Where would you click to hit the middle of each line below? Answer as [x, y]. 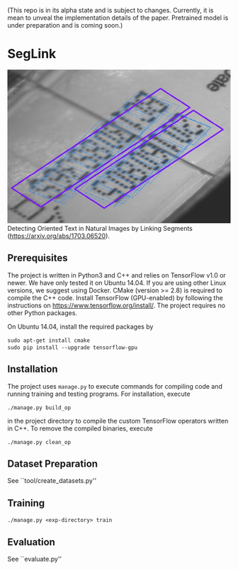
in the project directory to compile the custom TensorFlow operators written [118, 421]
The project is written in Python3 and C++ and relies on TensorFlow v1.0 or [117, 275]
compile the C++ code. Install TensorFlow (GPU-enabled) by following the [115, 297]
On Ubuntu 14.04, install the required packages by [80, 326]
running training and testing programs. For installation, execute [99, 394]
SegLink [32, 54]
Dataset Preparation [52, 463]
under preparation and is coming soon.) [65, 25]
